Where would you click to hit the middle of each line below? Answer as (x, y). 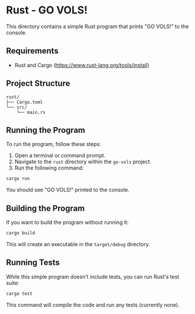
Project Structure (38, 83)
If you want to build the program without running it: (67, 222)
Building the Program (45, 208)
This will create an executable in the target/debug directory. (78, 244)
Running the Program (46, 130)
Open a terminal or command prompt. (60, 156)
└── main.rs (31, 112)
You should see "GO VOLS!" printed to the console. (68, 190)
